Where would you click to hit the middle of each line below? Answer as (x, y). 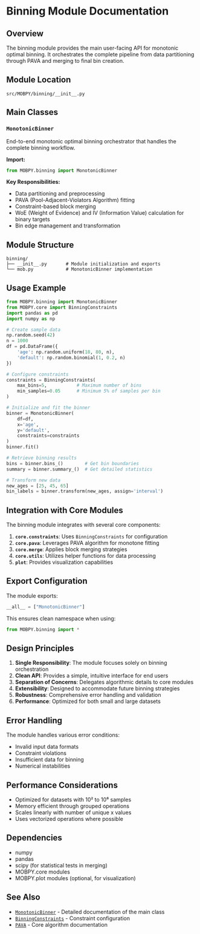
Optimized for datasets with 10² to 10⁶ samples (73, 800)
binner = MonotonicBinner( (40, 413)
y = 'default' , (34, 430)
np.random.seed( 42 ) (31, 335)
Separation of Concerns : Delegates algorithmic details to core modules (104, 682)
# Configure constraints (37, 374)
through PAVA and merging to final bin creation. (66, 61)
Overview (25, 34)
